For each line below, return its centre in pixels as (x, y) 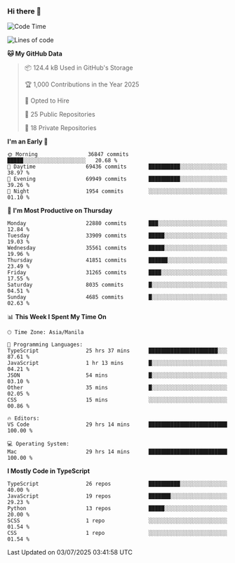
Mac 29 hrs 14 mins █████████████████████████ (117, 452)
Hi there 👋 (25, 11)
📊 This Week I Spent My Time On (57, 317)
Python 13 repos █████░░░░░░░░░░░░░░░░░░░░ (117, 509)
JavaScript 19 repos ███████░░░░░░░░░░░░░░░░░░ (117, 496)
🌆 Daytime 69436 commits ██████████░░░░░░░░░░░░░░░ (117, 167)
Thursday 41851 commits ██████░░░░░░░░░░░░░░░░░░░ (117, 260)
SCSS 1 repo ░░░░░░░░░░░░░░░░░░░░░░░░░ (117, 521)
